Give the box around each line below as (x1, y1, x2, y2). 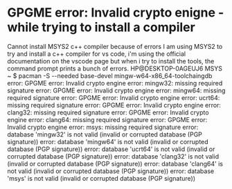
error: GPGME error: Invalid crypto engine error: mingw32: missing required (7, 79, 223, 87)
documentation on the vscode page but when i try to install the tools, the (7, 57, 215, 65)
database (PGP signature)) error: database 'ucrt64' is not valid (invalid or (7, 145, 215, 153)
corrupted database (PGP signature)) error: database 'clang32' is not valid (7, 152, 220, 160)
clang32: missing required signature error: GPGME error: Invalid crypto (7, 108, 209, 117)
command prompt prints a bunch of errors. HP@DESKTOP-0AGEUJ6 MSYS (7, 64, 223, 72)
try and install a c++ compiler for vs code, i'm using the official (7, 50, 186, 58)
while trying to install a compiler (7, 19, 195, 35)
